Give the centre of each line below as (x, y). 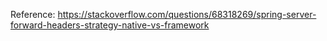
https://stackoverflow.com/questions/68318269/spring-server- (187, 14)
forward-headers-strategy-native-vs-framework (110, 25)
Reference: (33, 14)
